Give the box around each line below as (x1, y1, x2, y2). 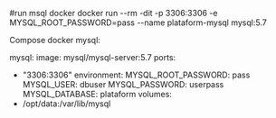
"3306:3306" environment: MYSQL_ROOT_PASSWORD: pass (22, 69, 251, 80)
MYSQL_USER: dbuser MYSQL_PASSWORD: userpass (22, 79, 224, 89)
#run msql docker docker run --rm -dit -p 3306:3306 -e (9, 8, 218, 18)
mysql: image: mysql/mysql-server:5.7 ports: (9, 52, 176, 62)
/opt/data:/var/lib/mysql (22, 98, 111, 109)
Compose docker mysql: (9, 35, 101, 45)
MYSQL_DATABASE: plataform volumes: (22, 89, 172, 99)
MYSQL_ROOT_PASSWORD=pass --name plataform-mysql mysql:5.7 (9, 17, 267, 28)
